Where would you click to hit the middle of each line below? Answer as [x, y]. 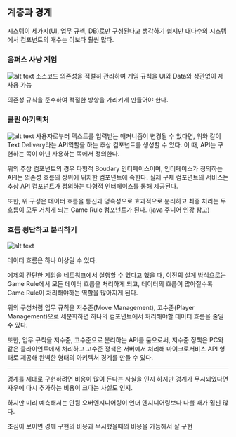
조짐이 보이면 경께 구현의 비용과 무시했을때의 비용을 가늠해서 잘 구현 [100, 426]
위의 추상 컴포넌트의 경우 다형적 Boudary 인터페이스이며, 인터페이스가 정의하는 [115, 169]
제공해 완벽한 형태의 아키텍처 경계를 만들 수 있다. [86, 357]
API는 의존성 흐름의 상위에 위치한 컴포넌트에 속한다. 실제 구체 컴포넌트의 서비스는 [118, 177]
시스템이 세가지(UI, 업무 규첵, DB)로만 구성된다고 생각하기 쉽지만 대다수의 [108, 31]
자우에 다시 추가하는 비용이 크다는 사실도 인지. [70, 387]
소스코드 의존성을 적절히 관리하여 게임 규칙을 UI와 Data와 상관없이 [126, 76]
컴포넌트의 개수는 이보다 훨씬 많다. [67, 39]
